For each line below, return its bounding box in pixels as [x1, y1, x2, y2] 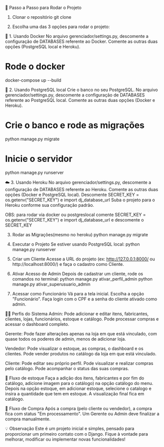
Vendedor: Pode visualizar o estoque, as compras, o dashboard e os [5, 345, 144, 351]
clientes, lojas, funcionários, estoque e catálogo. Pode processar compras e [5, 316, 159, 322]
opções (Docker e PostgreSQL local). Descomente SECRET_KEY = [5, 192, 139, 197]
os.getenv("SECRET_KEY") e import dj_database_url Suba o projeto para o [5, 197, 155, 203]
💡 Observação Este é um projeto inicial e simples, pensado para [5, 425, 135, 431]
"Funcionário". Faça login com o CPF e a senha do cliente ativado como [12, 296, 157, 302]
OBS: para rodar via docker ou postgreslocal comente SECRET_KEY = [5, 212, 146, 218]
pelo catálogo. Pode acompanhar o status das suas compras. [5, 365, 129, 371]
